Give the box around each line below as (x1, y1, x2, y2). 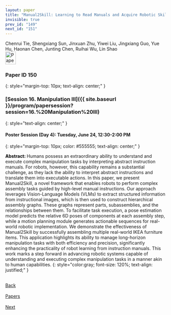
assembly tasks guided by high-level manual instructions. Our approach (5, 185, 156, 191)
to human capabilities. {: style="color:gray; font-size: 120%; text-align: (5, 261, 153, 268)
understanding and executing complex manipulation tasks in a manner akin (5, 256, 162, 262)
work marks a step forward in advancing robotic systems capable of (5, 251, 149, 257)
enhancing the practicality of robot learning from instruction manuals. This (5, 245, 161, 251)
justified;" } (5, 266, 29, 273)
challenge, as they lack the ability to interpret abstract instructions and (5, 169, 153, 175)
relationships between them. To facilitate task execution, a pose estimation (5, 207, 162, 213)
